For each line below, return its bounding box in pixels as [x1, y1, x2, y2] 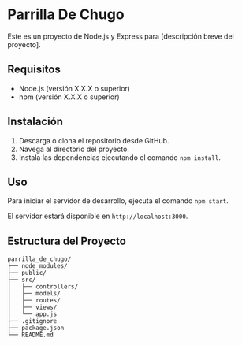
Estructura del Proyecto [7, 234, 127, 247]
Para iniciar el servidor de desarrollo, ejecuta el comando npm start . [7, 196, 229, 206]
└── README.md [7, 331, 54, 339]
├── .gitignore [7, 317, 58, 325]
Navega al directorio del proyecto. [18, 144, 129, 154]
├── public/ [7, 269, 47, 277]
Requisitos [7, 63, 61, 76]
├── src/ [7, 276, 36, 284]
